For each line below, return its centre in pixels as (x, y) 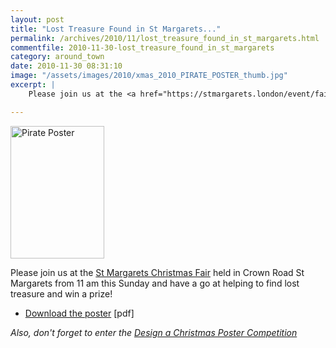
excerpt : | (33, 85)
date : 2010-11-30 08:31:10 (66, 66)
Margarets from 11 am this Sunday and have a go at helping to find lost (155, 283)
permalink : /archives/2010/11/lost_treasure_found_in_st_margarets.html (165, 38)
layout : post (37, 19)
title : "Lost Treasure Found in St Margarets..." (116, 29)
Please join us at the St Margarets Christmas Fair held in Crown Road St (157, 272)
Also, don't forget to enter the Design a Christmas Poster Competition (154, 332)
